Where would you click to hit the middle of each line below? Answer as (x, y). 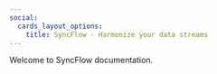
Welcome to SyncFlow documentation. (81, 60)
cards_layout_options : (60, 26)
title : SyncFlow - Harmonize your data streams (117, 34)
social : (24, 18)
